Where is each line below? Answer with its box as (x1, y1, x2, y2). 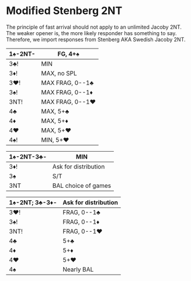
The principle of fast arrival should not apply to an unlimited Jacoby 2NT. (6, 23, 182, 30)
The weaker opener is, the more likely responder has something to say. (6, 29, 177, 36)
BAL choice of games (52, 181, 112, 190)
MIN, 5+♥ (40, 136, 70, 144)
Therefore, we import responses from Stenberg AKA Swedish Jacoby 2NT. (6, 36, 186, 43)
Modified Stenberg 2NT (6, 4, 123, 18)
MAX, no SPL (40, 69, 77, 77)
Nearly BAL (62, 265, 94, 273)
